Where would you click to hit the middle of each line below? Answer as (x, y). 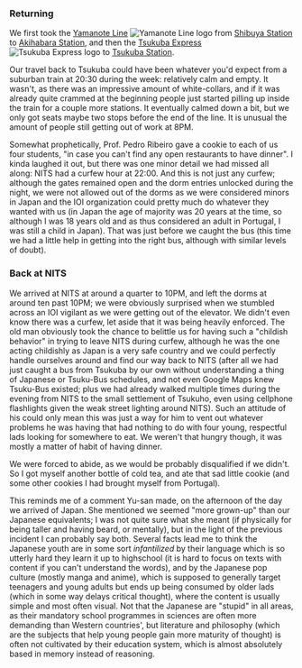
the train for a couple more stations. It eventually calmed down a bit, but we (150, 108)
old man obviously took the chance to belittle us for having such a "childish (149, 331)
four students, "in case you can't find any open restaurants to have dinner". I (151, 154)
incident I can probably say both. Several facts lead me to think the (133, 538)
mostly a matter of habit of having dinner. (86, 446)
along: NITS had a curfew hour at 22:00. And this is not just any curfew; (142, 173)
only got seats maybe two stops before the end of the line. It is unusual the (148, 118)
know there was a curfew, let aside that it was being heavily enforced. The (147, 322)
